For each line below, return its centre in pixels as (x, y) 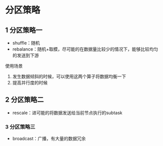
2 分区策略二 (24, 100)
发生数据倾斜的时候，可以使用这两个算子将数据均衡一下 (69, 76)
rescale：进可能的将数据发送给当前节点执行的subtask (67, 113)
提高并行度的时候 (30, 83)
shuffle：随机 (26, 43)
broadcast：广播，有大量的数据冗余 (49, 139)
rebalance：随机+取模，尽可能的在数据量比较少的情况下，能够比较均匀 (85, 49)
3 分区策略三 (20, 127)
